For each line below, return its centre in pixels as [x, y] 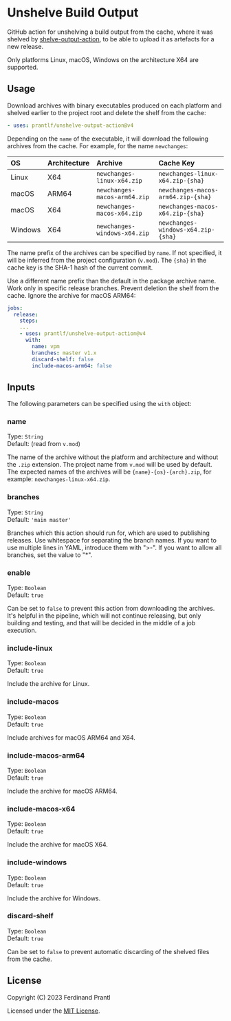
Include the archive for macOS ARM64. [63, 791]
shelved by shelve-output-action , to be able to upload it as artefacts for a [111, 39]
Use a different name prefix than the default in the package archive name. [112, 281]
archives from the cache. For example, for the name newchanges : [98, 145]
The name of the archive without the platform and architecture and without [113, 457]
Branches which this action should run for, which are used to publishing [108, 533]
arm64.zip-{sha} [185, 197]
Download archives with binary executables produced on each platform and [114, 105]
